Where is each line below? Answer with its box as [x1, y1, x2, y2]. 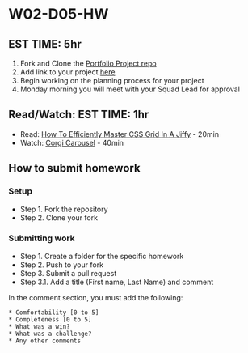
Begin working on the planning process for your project [19, 76, 204, 85]
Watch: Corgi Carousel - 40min [19, 138, 124, 147]
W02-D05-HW [8, 5, 109, 23]
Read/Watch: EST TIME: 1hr [8, 108, 149, 121]
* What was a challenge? [8, 330, 92, 338]
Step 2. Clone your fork [19, 212, 99, 223]
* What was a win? [8, 322, 70, 330]
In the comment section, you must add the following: [8, 292, 183, 302]
